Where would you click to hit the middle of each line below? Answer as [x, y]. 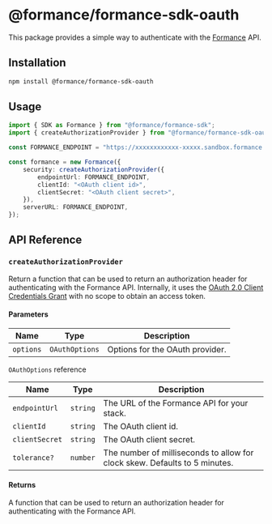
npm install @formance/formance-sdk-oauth [81, 81]
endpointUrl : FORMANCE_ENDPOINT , [94, 177]
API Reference [45, 240]
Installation [37, 63]
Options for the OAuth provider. [167, 349]
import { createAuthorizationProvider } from [86, 133]
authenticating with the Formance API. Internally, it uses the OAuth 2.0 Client [136, 287]
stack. [115, 413]
